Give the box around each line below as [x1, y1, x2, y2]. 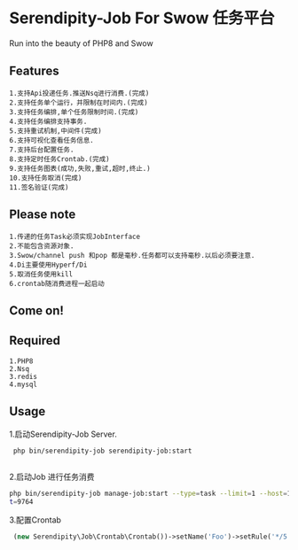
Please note [9, 207, 76, 222]
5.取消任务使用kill [9, 269, 74, 279]
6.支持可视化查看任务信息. [9, 136, 95, 144]
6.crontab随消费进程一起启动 [9, 279, 105, 288]
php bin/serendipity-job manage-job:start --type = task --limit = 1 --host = [9, 489, 288, 499]
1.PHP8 [9, 356, 34, 366]
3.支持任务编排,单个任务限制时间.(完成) [9, 107, 139, 116]
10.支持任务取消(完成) [9, 174, 82, 182]
